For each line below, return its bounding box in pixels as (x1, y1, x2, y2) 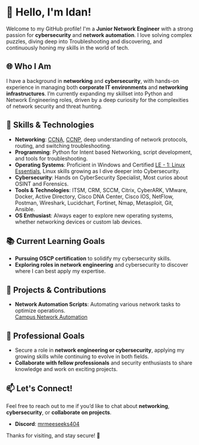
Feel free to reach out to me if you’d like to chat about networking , (6, 402, 170, 409)
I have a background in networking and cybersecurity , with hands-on (6, 77, 179, 84)
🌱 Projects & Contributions (6, 285, 107, 295)
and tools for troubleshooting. (14, 154, 88, 162)
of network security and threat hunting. (6, 103, 102, 110)
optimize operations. (14, 307, 66, 314)
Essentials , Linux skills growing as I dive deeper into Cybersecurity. (14, 167, 181, 175)
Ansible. (14, 205, 35, 212)
